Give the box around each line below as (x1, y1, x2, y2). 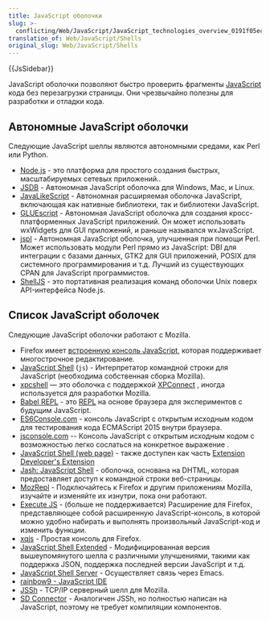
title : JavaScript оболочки (8, 11, 103, 20)
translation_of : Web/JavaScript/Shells (8, 34, 142, 43)
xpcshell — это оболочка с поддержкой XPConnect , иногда (19, 379, 225, 389)
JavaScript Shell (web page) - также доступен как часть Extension (19, 448, 245, 457)
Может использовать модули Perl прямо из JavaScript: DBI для (19, 242, 237, 252)
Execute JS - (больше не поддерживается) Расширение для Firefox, (19, 499, 253, 509)
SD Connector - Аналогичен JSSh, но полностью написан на (19, 593, 227, 603)
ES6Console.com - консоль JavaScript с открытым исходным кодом (19, 414, 254, 424)
